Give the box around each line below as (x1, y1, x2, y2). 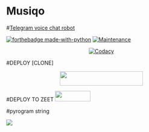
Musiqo (6, 4, 45, 18)
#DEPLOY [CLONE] (6, 59, 54, 66)
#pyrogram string (6, 107, 50, 115)
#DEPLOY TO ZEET (6, 96, 54, 103)
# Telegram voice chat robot (6, 24, 75, 31)
